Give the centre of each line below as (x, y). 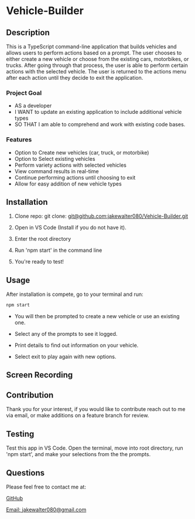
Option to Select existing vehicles (55, 159)
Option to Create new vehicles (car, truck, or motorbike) (82, 152)
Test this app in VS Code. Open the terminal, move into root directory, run (95, 448)
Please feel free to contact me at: (46, 487)
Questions (25, 473)
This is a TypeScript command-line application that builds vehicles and (91, 46)
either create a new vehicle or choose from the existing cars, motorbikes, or (97, 59)
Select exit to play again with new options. (65, 357)
